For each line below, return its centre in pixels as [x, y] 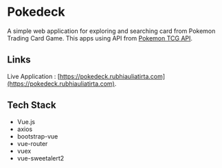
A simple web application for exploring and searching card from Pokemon [111, 31]
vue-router [32, 143]
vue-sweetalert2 [41, 158]
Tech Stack [32, 105]
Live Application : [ [34, 76]
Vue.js [26, 121]
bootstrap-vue [37, 136]
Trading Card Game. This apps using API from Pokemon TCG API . [100, 38]
